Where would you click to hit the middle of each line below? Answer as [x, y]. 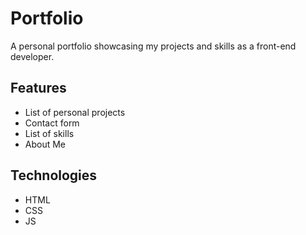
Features [38, 88]
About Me [45, 144]
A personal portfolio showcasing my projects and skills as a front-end [153, 46]
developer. [32, 56]
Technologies [54, 175]
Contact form [52, 123]
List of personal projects [75, 112]
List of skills [49, 133]
